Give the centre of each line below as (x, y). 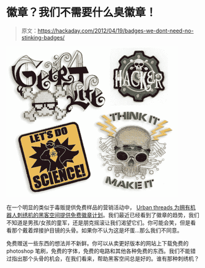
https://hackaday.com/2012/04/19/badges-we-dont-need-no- (116, 31)
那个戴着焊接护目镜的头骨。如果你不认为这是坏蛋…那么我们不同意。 (97, 230)
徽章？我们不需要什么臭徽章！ (82, 13)
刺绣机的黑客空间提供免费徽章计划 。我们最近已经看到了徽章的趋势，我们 (108, 215)
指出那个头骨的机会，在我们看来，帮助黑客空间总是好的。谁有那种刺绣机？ (105, 258)
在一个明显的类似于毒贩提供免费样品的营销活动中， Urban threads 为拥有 (99, 207)
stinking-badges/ (43, 37)
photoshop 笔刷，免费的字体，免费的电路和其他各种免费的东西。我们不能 (99, 251)
